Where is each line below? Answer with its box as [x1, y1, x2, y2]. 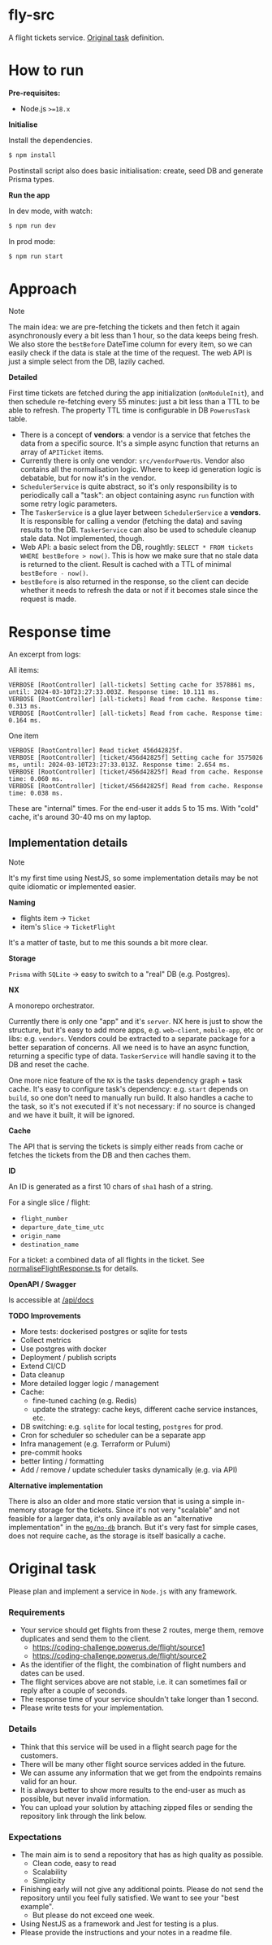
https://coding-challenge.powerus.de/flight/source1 [32, 1642, 205, 1652]
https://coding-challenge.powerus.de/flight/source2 [32, 1651, 207, 1661]
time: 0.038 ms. [8, 789, 63, 798]
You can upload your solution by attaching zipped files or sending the [19, 1802, 253, 1812]
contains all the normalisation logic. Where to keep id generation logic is [19, 464, 261, 474]
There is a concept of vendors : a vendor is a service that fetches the [19, 430, 251, 440]
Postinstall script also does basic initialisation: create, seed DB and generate [8, 165, 264, 176]
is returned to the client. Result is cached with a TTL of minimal [19, 560, 231, 569]
